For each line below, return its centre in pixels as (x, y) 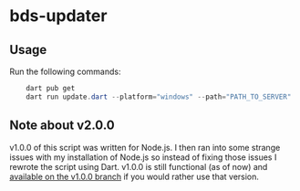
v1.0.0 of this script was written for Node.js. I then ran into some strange (145, 147)
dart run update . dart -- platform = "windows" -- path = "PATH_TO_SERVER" (159, 97)
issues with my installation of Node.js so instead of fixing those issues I (143, 157)
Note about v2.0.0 (62, 126)
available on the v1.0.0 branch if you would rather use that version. (134, 176)
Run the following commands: (65, 71)
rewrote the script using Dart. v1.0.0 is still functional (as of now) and (139, 166)
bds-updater (58, 16)
